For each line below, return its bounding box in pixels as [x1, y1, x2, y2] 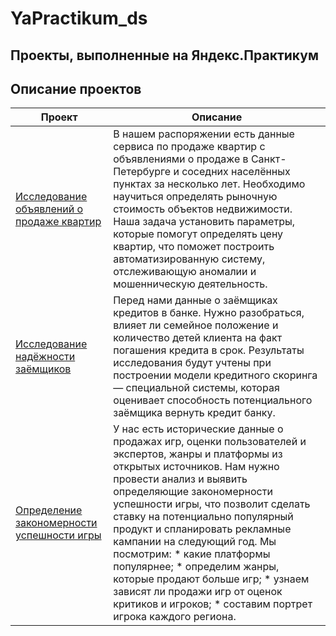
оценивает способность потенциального [113, 393, 313, 407]
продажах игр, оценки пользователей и [113, 435, 307, 449]
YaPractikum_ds [10, 7, 148, 30]
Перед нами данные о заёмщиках [113, 293, 278, 307]
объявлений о [15, 202, 84, 216]
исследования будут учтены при [113, 356, 272, 370]
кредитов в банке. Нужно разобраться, [113, 306, 305, 320]
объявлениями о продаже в [113, 152, 249, 166]
